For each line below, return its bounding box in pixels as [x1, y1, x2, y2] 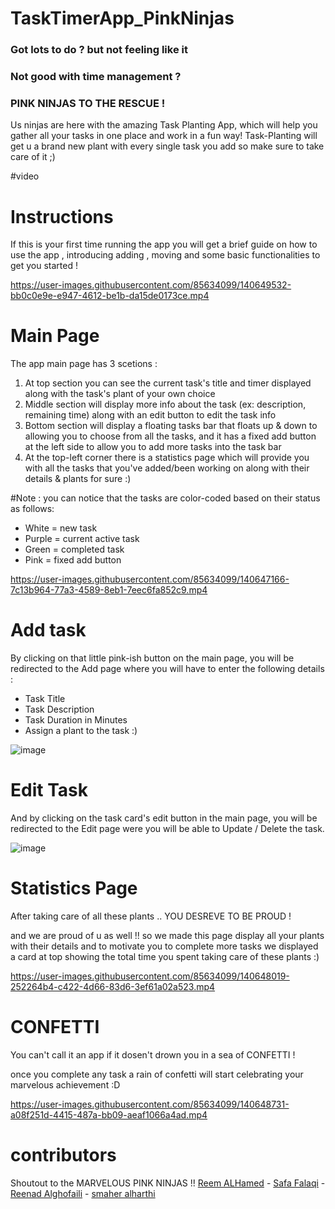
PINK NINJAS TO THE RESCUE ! [10, 96, 166, 110]
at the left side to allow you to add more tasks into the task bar [24, 441, 282, 453]
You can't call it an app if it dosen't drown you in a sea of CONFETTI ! [10, 1048, 296, 1061]
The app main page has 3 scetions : [10, 358, 158, 370]
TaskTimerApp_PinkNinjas [10, 7, 235, 30]
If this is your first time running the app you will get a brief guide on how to [10, 238, 318, 251]
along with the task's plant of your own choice [24, 388, 216, 400]
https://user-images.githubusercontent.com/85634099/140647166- [10, 573, 290, 586]
